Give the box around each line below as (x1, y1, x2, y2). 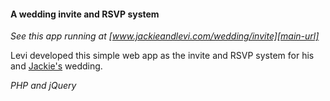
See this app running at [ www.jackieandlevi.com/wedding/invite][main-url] (10, 30, 320, 42)
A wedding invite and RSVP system (10, 8, 160, 20)
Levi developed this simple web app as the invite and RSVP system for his (10, 50, 315, 62)
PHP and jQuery (10, 80, 77, 92)
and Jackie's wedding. (10, 60, 103, 72)
